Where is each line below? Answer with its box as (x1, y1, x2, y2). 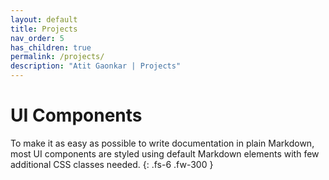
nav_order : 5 (10, 33, 65, 43)
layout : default (10, 14, 78, 25)
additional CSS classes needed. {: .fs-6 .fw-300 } (10, 158, 214, 170)
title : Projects (10, 24, 78, 34)
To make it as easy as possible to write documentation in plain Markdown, (10, 137, 315, 149)
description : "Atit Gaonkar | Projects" (10, 61, 182, 71)
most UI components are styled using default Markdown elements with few (10, 147, 320, 160)
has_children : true (10, 42, 92, 53)
